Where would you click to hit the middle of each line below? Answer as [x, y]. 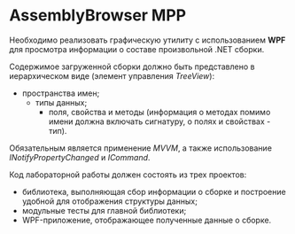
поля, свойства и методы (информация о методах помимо [159, 112]
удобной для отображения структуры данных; [109, 201]
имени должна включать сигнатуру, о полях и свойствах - [159, 121]
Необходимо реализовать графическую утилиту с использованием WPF [147, 40]
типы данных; [61, 102]
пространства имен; [61, 93]
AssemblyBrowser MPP [98, 16]
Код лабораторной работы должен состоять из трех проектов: [128, 175]
